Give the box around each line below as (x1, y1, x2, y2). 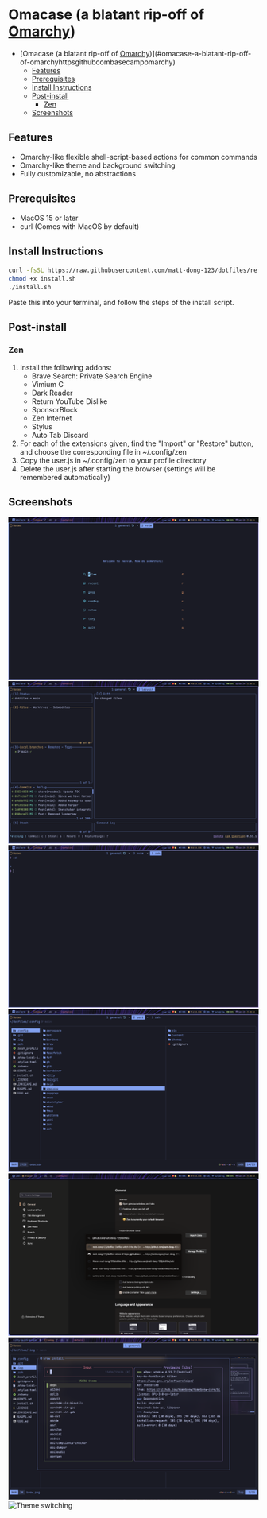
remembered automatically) (19, 472, 111, 482)
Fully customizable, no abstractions (19, 168, 137, 178)
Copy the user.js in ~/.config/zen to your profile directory (19, 455, 207, 465)
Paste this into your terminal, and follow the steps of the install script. (8, 298, 234, 307)
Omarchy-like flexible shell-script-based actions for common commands (19, 152, 258, 161)
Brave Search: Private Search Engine (31, 371, 153, 381)
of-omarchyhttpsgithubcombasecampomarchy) (19, 57, 176, 67)
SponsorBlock (31, 405, 78, 414)
